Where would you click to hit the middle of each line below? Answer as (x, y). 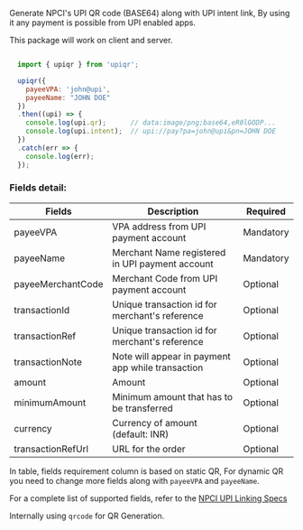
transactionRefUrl (51, 449)
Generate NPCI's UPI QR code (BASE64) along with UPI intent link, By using (150, 13)
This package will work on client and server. (91, 40)
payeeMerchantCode (59, 284)
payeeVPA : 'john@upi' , (68, 89)
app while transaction (158, 367)
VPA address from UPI (159, 227)
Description (173, 211)
